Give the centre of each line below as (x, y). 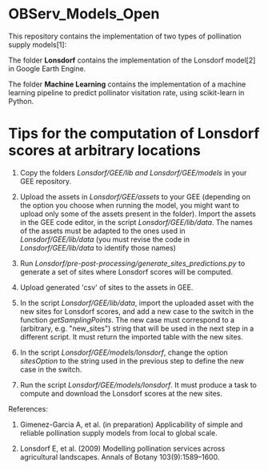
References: (28, 408)
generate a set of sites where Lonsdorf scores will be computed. (126, 271)
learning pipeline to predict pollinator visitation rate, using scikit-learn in (126, 92)
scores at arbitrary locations (105, 151)
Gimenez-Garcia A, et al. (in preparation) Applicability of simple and (131, 424)
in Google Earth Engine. (47, 68)
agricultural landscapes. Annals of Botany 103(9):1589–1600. (120, 456)
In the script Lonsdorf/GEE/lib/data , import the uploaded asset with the (137, 303)
